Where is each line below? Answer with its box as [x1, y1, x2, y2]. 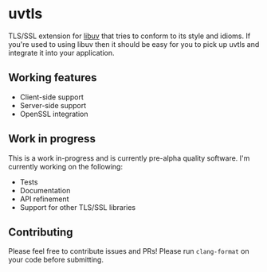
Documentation [19, 185, 71, 195]
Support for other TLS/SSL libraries [19, 202, 136, 212]
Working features [8, 71, 97, 84]
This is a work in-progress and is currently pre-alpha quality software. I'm [8, 153, 250, 163]
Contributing [8, 225, 73, 239]
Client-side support [19, 92, 84, 102]
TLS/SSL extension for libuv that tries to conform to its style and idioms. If [8, 31, 251, 41]
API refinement [19, 194, 69, 204]
